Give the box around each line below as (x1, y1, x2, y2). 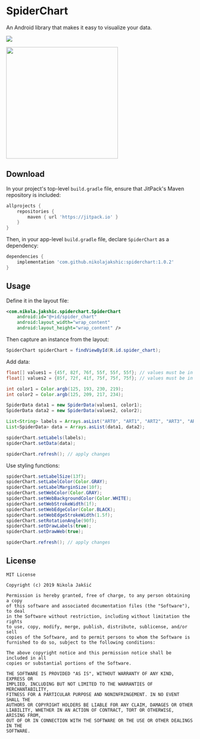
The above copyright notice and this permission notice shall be (6, 650, 171, 656)
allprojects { (6, 202, 42, 209)
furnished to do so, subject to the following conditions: (6, 639, 156, 646)
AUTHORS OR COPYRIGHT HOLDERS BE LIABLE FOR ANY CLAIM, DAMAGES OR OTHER (6, 701, 193, 708)
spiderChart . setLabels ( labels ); (6, 435, 86, 441)
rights (6, 618, 23, 625)
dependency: (6, 242, 39, 250)
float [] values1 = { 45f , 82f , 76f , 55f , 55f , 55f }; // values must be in (6, 369, 193, 376)
